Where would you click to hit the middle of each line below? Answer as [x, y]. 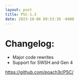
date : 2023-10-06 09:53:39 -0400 [40, 19]
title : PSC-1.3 [21, 14]
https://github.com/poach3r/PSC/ [39, 72]
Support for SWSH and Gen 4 [42, 63]
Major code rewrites [33, 57]
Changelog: [30, 43]
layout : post [19, 10]
